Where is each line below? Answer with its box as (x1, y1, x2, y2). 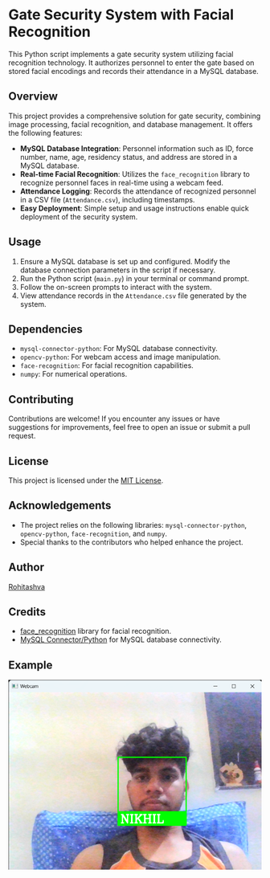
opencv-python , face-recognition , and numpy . (19, 529, 167, 538)
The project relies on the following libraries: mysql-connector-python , (19, 520, 247, 529)
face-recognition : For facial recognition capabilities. (19, 361, 194, 370)
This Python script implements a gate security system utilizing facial (8, 49, 234, 59)
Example (8, 658, 53, 672)
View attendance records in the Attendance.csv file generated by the (19, 291, 247, 300)
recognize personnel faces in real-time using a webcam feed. (19, 178, 223, 187)
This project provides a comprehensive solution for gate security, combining (8, 111, 261, 120)
